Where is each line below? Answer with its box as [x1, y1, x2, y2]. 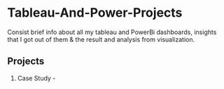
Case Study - [17, 74, 56, 82]
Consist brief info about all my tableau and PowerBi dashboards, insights [7, 28, 217, 36]
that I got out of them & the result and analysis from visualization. [7, 35, 195, 43]
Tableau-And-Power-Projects [7, 5, 183, 21]
